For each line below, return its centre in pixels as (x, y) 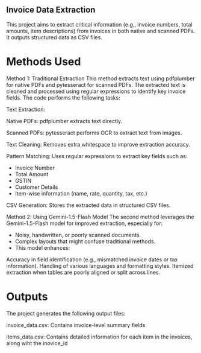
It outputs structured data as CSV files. (54, 37)
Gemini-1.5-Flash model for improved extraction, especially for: (85, 223)
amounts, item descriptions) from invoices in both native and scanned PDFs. (101, 31)
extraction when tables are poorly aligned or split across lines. (83, 272)
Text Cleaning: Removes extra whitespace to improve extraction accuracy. (98, 144)
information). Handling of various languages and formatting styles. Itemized (100, 266)
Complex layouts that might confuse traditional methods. (85, 241)
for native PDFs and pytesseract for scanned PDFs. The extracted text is (96, 84)
